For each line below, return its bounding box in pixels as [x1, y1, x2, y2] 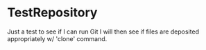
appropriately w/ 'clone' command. [7, 34, 108, 42]
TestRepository [7, 5, 98, 21]
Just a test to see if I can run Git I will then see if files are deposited [7, 27, 200, 36]
